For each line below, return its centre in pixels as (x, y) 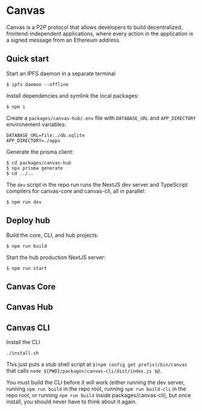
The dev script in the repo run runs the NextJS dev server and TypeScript (97, 184)
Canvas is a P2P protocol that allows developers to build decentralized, (94, 27)
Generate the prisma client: (40, 152)
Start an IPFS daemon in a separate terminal (61, 74)
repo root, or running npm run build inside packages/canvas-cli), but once (99, 395)
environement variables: (36, 124)
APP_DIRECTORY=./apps (33, 140)
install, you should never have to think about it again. (71, 402)
